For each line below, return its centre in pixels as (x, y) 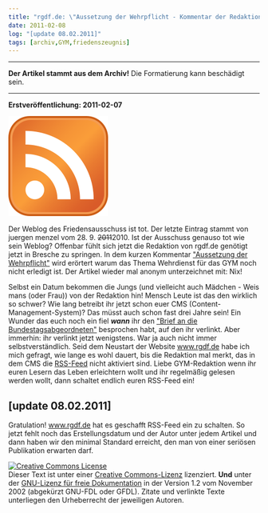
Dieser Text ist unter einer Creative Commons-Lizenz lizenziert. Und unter (130, 475)
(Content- (205, 304)
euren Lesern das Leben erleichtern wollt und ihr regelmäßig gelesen (122, 372)
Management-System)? (47, 313)
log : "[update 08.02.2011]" (55, 34)
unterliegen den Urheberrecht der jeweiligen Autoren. (97, 500)
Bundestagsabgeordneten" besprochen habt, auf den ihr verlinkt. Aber (124, 330)
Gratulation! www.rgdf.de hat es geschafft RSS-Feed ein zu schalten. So (127, 425)
